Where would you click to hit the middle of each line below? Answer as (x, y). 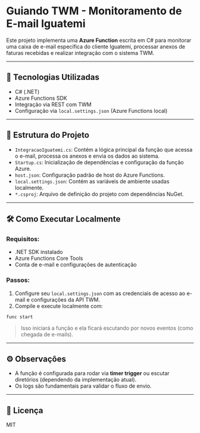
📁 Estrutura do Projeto (48, 135)
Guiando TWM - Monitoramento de (94, 11)
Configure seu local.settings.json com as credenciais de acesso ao (100, 293)
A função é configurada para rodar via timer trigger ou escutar (92, 373)
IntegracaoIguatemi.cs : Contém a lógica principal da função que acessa (104, 149)
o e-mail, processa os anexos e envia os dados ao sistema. (87, 156)
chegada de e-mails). (47, 334)
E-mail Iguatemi (46, 24)
